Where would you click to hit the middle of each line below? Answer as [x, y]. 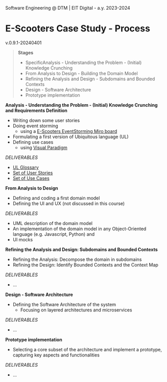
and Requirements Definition [37, 110]
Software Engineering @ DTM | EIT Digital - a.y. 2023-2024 [68, 8]
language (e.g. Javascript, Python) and [54, 234]
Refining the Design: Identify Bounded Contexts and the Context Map [85, 265]
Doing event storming [35, 126]
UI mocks [23, 239]
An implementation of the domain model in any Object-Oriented [79, 229]
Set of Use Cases [31, 178]
